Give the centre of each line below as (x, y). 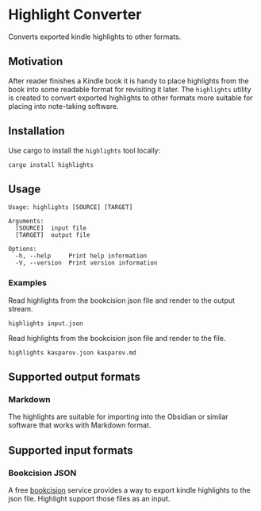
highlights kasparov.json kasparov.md (72, 352)
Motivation (36, 62)
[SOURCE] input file (51, 228)
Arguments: (26, 221)
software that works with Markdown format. (80, 425)
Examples (28, 283)
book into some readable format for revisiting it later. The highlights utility (130, 89)
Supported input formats (71, 450)
